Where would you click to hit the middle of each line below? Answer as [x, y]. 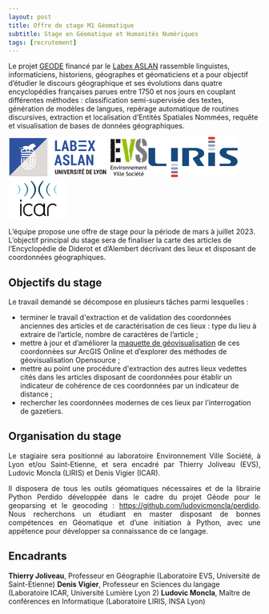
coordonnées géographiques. [57, 258]
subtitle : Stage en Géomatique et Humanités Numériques [103, 34]
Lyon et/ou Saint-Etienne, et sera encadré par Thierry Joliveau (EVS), [134, 464]
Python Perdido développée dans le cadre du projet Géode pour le [134, 497]
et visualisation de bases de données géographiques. [96, 126]
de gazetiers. [42, 411]
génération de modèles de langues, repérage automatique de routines [124, 109]
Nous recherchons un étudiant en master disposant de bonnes [134, 514]
